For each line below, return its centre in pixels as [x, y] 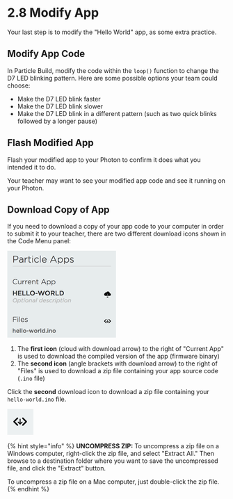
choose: [19, 85]
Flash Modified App [50, 143]
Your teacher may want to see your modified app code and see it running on [116, 180]
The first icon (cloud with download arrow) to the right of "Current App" [120, 349]
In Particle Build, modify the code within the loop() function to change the [113, 70]
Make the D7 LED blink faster [59, 99]
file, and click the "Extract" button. [57, 468]
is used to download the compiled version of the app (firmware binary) [119, 357]
